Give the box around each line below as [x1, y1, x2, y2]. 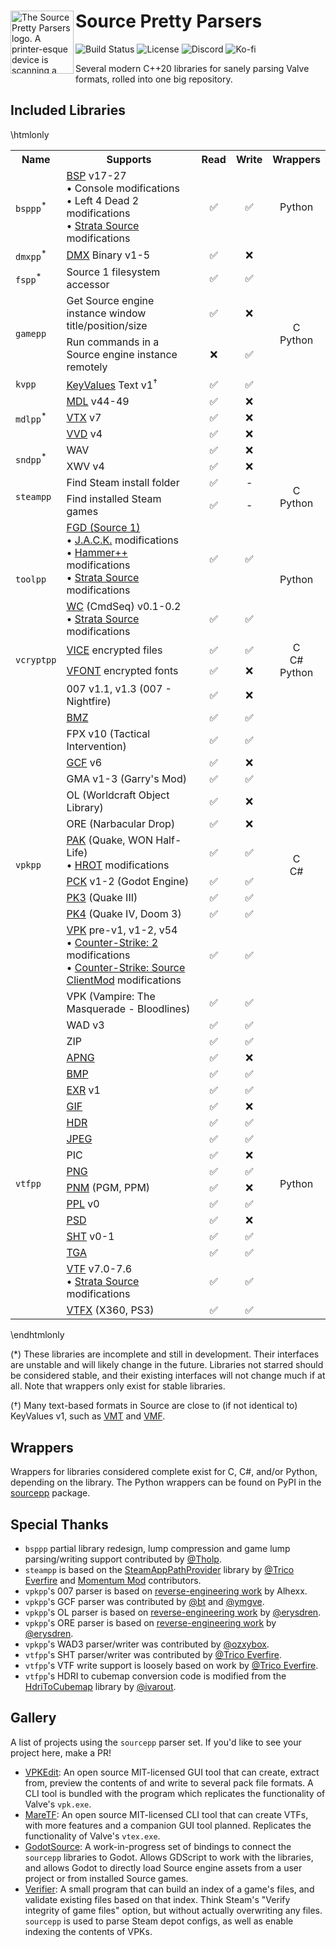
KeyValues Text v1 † [66, 376, 158, 392]
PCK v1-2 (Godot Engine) [66, 875, 190, 889]
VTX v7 [66, 411, 102, 425]
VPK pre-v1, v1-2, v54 [66, 923, 178, 937]
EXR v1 [66, 1083, 101, 1097]
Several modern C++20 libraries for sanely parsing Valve [75, 62, 310, 74]
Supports [106, 152, 152, 166]
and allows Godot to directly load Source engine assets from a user [24, 1861, 303, 1874]
